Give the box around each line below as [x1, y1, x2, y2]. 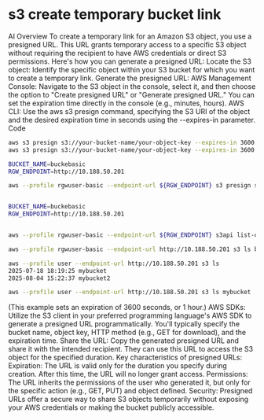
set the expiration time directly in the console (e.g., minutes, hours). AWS [8, 98, 245, 108]
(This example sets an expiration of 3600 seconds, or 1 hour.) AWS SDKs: [8, 303, 246, 312]
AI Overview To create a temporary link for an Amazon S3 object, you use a [8, 31, 252, 41]
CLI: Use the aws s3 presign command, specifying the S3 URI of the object [8, 106, 251, 116]
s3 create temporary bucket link [8, 6, 222, 24]
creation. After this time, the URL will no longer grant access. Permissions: [8, 370, 249, 379]
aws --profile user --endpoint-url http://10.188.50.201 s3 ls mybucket [8, 289, 251, 297]
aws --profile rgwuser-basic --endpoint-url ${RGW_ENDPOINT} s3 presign [8, 182, 251, 190]
